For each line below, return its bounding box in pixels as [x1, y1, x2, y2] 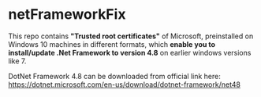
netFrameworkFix [8, 5, 126, 23]
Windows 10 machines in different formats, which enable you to [8, 39, 215, 48]
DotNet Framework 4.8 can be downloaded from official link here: [8, 71, 221, 81]
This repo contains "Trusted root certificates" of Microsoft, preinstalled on [8, 31, 254, 41]
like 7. [8, 56, 27, 66]
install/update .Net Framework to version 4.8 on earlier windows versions [8, 48, 252, 57]
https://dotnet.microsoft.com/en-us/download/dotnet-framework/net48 [8, 80, 240, 89]
